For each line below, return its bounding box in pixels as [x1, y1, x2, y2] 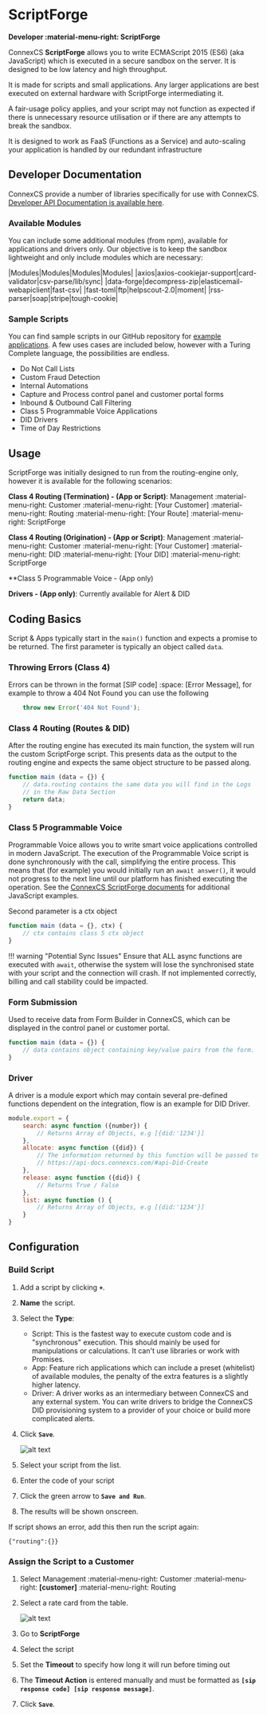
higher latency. [31, 1380, 81, 1389]
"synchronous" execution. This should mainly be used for [31, 1337, 221, 1347]
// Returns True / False [37, 1181, 120, 1189]
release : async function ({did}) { [22, 1174, 141, 1182]
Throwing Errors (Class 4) [8, 661, 111, 672]
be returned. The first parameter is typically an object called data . [8, 641, 224, 652]
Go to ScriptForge [19, 1629, 80, 1638]
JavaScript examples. [8, 891, 80, 901]
